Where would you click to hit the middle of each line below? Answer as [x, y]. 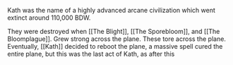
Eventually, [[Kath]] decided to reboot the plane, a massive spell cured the [115, 46]
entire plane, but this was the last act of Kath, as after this [91, 54]
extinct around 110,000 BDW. [49, 18]
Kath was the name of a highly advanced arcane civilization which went [111, 10]
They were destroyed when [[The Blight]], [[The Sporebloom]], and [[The [114, 31]
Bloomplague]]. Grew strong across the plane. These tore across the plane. [116, 39]
